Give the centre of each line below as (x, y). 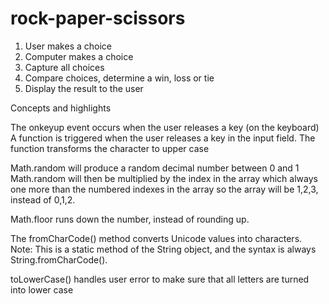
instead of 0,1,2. (43, 199)
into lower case (42, 289)
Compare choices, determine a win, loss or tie (119, 78)
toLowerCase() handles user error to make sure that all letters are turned (160, 279)
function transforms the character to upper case (110, 148)
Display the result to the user (84, 88)
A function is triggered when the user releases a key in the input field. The (163, 138)
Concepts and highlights (61, 108)
